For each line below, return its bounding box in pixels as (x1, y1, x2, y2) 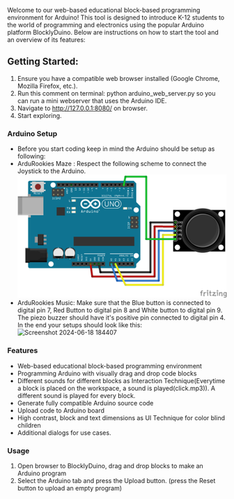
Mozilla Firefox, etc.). (17, 82, 78, 90)
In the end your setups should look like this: (17, 321, 143, 329)
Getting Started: (7, 56, 79, 68)
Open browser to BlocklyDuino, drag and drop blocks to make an (17, 462, 203, 470)
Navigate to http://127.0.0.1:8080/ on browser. (17, 104, 148, 112)
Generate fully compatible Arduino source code (17, 399, 154, 407)
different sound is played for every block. (17, 391, 136, 400)
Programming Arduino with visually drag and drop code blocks (17, 369, 197, 378)
